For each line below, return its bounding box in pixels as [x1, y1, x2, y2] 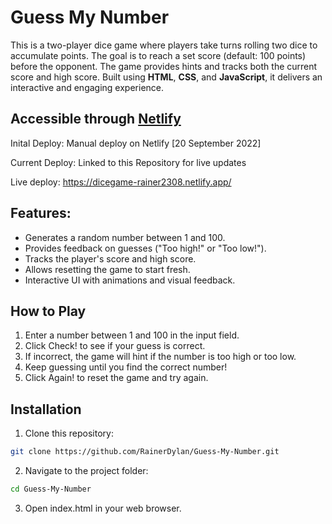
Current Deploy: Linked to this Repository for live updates [10, 156, 247, 168]
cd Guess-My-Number [10, 484, 92, 495]
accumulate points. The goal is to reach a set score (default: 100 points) [10, 49, 307, 61]
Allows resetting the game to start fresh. [24, 263, 191, 275]
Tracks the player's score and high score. [24, 252, 197, 265]
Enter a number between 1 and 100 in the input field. [24, 329, 240, 341]
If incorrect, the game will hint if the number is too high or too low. [24, 351, 297, 363]
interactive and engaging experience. [10, 81, 165, 93]
